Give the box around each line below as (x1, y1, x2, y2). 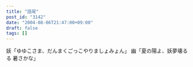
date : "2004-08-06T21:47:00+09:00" (6, 19, 94, 25)
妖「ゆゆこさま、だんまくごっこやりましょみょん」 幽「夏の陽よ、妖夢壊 (6, 48, 183, 55)
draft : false (6, 25, 38, 31)
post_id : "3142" (6, 14, 46, 20)
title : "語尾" (6, 8, 39, 15)
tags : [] (6, 31, 28, 36)
